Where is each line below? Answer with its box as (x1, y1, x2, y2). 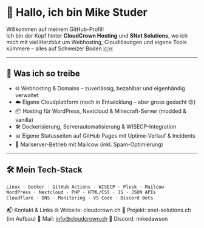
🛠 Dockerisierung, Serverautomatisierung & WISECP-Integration (15, 122, 177, 130)
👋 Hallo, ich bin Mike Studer (6, 5, 148, 19)
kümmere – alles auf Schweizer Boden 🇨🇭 (6, 45, 114, 52)
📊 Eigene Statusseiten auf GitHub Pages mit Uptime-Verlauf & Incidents (15, 132, 195, 139)
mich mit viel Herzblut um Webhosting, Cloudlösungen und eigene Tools (6, 38, 187, 45)
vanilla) (15, 116, 33, 123)
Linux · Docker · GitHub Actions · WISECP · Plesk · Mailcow (6, 184, 165, 190)
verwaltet (15, 91, 39, 99)
